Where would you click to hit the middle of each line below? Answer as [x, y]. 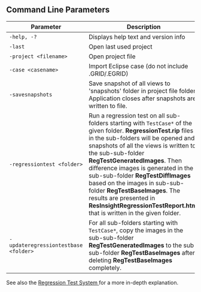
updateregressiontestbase [46, 245]
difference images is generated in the [141, 168]
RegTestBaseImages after [158, 252]
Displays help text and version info [137, 37]
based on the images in [121, 183]
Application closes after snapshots [137, 98]
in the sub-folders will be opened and [142, 138]
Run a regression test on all [127, 115]
